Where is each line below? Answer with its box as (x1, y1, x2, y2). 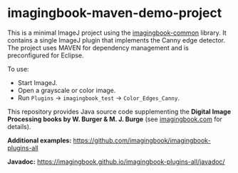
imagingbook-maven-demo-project (7, 5, 222, 21)
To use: (7, 65, 30, 73)
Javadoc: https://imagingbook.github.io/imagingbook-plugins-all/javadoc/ (7, 157, 226, 166)
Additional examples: (7, 136, 72, 145)
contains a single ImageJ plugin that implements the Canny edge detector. (7, 35, 226, 44)
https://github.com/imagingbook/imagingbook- (73, 136, 212, 145)
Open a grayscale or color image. (17, 86, 116, 94)
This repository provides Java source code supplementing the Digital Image (7, 107, 232, 116)
